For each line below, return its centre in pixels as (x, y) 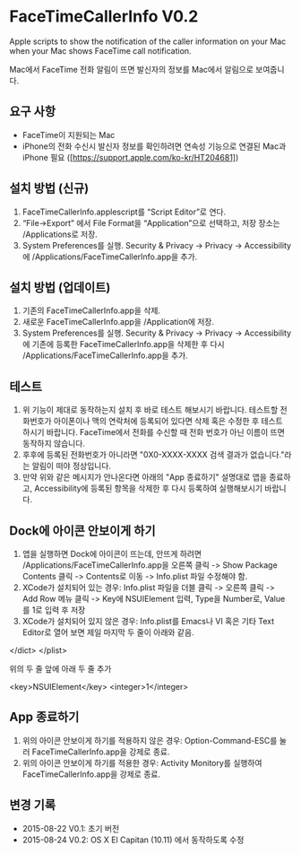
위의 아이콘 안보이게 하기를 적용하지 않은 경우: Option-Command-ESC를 (150, 740)
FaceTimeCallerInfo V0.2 (104, 17)
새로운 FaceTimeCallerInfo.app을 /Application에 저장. (118, 322)
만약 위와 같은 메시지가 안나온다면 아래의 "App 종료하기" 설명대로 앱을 (144, 477)
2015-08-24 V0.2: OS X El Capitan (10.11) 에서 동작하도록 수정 (133, 840)
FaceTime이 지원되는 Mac (69, 135)
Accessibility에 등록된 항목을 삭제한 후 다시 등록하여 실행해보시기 (148, 488)
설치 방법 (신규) (49, 189)
